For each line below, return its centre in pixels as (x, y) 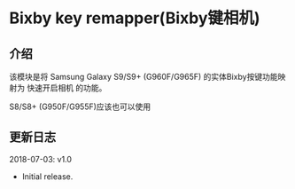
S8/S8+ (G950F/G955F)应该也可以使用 (80, 106)
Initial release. (47, 176)
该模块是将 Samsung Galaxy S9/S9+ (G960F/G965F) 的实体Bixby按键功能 (144, 77)
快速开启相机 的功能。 (66, 88)
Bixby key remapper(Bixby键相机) (135, 18)
